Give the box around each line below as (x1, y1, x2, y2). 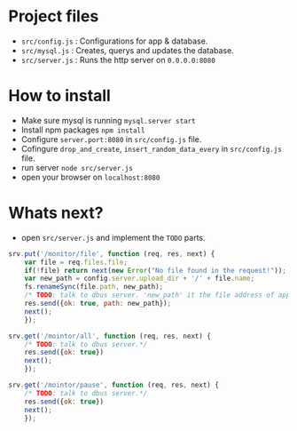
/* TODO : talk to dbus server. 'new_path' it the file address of (24, 291, 275, 299)
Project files (8, 6, 99, 27)
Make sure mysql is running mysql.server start (20, 115, 196, 125)
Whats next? (8, 203, 104, 223)
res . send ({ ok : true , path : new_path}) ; (24, 299, 172, 308)
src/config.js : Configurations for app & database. (20, 36, 208, 46)
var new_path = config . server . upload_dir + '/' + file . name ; (24, 274, 255, 283)
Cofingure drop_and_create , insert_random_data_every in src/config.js (20, 143, 283, 154)
